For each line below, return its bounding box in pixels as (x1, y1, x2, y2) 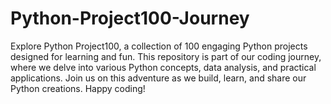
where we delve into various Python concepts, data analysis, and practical (10, 61, 317, 73)
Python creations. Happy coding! (10, 82, 146, 94)
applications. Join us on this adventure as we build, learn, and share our (10, 72, 307, 84)
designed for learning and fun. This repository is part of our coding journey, (10, 50, 322, 62)
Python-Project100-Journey (10, 7, 250, 30)
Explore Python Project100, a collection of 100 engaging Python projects (10, 40, 308, 52)
